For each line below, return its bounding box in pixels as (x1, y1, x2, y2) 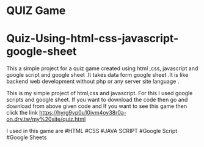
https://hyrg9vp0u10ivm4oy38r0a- (39, 109, 127, 117)
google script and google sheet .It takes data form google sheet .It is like (6, 71, 189, 79)
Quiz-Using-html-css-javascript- (6, 32, 179, 46)
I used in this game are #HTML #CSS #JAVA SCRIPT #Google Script (6, 127, 178, 135)
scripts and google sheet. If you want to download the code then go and (6, 96, 188, 104)
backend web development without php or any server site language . (6, 77, 180, 85)
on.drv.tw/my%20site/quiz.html (6, 115, 86, 123)
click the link (6, 109, 38, 117)
